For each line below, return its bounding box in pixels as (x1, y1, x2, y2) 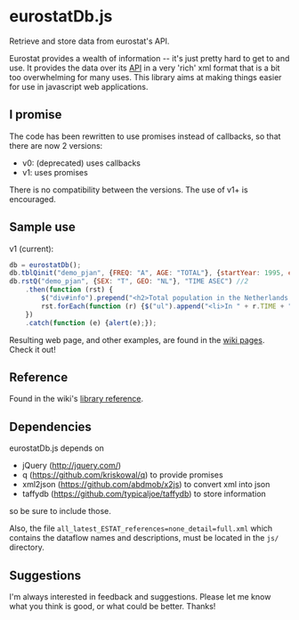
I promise (9, 107, 62, 122)
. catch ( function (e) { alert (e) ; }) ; (25, 318, 158, 327)
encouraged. (9, 193, 56, 204)
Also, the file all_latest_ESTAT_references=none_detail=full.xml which (9, 523, 273, 534)
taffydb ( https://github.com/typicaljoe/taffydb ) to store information (21, 488, 267, 500)
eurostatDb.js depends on (9, 443, 105, 453)
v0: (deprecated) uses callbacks (21, 158, 141, 168)
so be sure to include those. (9, 506, 111, 517)
